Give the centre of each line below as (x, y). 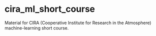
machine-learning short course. (37, 28)
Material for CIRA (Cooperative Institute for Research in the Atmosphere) (78, 23)
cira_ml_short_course (50, 9)
